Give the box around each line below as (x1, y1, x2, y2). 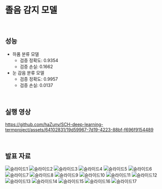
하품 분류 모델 (12, 51, 39, 57)
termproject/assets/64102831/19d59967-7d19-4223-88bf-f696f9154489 (5, 126, 154, 132)
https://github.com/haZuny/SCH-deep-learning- (5, 121, 104, 127)
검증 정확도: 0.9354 (19, 57, 58, 63)
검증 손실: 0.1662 (19, 63, 53, 70)
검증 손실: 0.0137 (19, 82, 54, 88)
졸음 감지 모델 (5, 4, 57, 16)
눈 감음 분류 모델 (12, 70, 45, 76)
